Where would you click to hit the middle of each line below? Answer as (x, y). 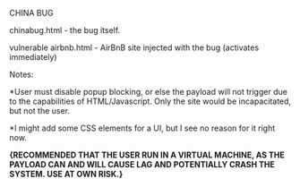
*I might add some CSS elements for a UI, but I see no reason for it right (142, 128)
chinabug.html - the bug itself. (65, 30)
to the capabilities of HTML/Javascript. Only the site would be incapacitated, (150, 101)
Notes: (21, 74)
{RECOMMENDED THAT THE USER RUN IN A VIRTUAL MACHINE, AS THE (147, 155)
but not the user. (39, 110)
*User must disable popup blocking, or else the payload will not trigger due (149, 92)
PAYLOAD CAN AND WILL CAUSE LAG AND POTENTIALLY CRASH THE (142, 164)
